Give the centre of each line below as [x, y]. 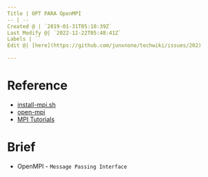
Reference [37, 86]
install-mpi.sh [37, 105]
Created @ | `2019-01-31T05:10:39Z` [60, 26]
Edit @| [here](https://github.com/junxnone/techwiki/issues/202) [104, 45]
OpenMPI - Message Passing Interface [72, 166]
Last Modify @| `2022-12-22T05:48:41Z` [64, 33]
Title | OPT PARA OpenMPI [44, 13]
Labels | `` [24, 39]
